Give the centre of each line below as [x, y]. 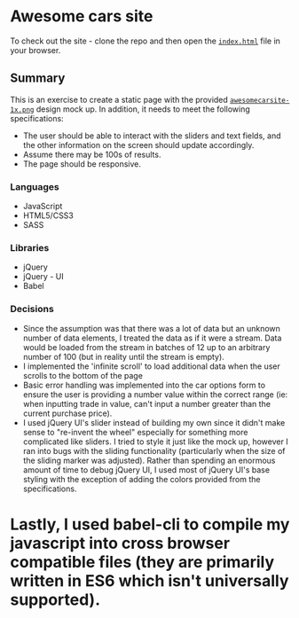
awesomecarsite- [260, 100]
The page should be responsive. [82, 164]
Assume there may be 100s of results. [92, 154]
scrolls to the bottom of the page [83, 375]
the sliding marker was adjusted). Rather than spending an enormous [149, 460]
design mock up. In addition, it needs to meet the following [143, 109]
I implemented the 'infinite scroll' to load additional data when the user [151, 366]
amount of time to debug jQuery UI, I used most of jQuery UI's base [146, 469]
